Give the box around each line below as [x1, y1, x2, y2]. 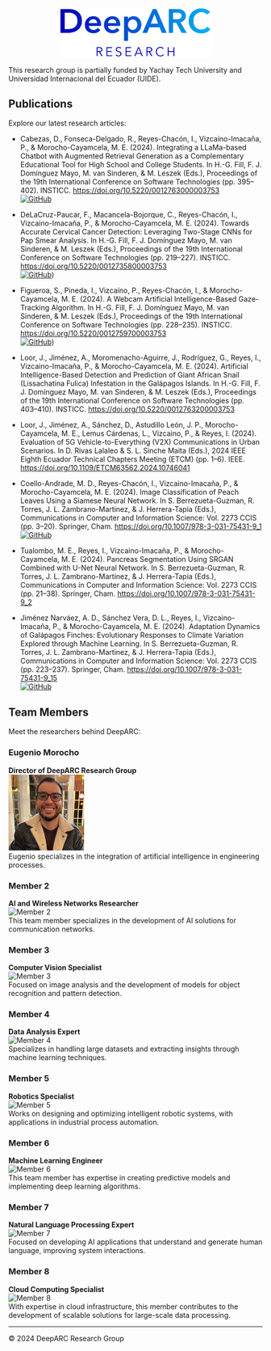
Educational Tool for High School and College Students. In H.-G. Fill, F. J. [19, 160, 262, 170]
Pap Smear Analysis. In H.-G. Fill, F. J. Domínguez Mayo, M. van [19, 235, 232, 246]
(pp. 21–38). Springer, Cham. [19, 589, 116, 598]
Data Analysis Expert [8, 1027, 81, 1036]
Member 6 [8, 1137, 50, 1148]
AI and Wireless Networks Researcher [8, 898, 139, 908]
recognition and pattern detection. [8, 989, 123, 998]
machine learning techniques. [8, 1053, 107, 1062]
